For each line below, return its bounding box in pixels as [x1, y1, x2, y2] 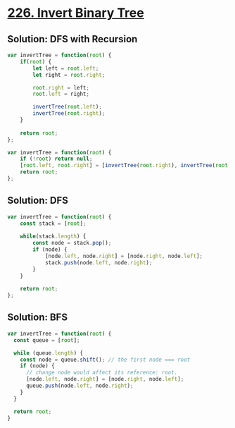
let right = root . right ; [32, 71, 106, 78]
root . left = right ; [32, 90, 90, 98]
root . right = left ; [32, 84, 90, 91]
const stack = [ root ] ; [20, 220, 87, 227]
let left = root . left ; [32, 65, 99, 72]
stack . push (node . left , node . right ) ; [44, 259, 153, 266]
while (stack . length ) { [20, 233, 87, 240]
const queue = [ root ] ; [13, 336, 80, 343]
